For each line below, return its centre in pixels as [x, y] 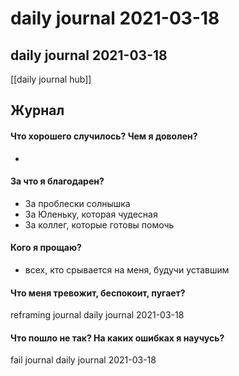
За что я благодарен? [57, 181]
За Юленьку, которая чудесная [91, 214]
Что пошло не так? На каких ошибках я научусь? [117, 338]
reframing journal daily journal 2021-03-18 [97, 315]
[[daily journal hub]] [51, 79]
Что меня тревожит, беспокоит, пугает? [98, 293]
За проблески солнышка [77, 203]
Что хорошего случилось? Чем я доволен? [104, 136]
